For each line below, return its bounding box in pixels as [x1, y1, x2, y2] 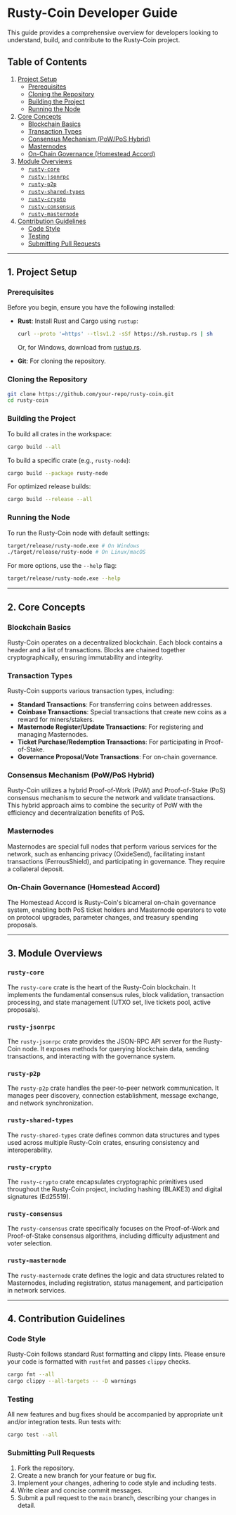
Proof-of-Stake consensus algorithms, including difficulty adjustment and [7, 1231, 220, 1240]
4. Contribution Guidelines [7, 1312, 125, 1324]
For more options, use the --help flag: [7, 562, 117, 570]
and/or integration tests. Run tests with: [7, 1418, 122, 1426]
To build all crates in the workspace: [7, 429, 112, 438]
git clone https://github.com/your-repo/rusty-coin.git [7, 391, 174, 398]
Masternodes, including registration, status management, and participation [7, 1279, 223, 1287]
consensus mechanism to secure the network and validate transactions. [7, 794, 216, 802]
